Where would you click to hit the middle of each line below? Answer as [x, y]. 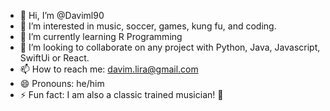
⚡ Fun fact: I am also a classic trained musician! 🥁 [121, 94]
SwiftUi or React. [54, 58]
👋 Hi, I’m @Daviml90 [62, 15]
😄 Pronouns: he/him [62, 83]
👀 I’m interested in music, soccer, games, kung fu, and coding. [148, 26]
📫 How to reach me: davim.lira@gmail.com [109, 69]
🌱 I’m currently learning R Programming [101, 36]
